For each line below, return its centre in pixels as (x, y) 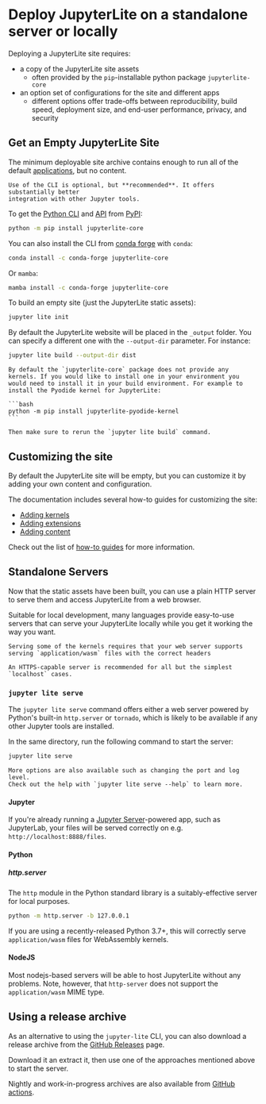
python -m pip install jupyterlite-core (76, 228)
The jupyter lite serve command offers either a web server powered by (128, 710)
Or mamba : (23, 273)
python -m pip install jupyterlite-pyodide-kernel (94, 412)
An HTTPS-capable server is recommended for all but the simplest (120, 667)
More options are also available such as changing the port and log (124, 770)
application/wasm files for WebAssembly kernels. (89, 939)
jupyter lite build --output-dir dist (72, 356)
